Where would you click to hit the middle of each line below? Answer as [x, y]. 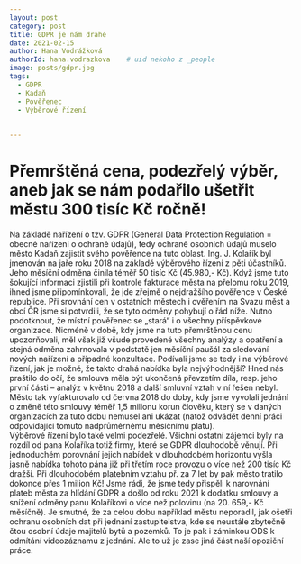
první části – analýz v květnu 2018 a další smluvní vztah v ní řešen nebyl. [144, 387]
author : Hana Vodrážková [56, 51]
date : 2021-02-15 [42, 43]
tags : [19, 77]
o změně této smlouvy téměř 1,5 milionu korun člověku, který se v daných [146, 406]
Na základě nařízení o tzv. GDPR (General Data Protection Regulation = [141, 234]
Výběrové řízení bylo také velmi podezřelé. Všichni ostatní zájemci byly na [146, 435]
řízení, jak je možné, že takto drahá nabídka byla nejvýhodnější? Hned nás [146, 368]
